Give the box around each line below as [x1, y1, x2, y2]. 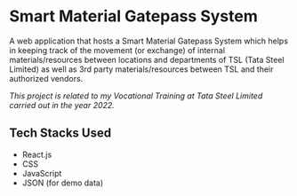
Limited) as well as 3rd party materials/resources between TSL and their [9, 64, 274, 74]
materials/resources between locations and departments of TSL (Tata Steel [9, 54, 285, 65]
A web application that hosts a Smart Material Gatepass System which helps [9, 35, 289, 46]
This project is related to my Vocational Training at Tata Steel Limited [9, 90, 263, 101]
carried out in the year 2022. [9, 99, 116, 110]
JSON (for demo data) [21, 177, 104, 188]
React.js [21, 149, 52, 160]
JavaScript [21, 168, 62, 178]
